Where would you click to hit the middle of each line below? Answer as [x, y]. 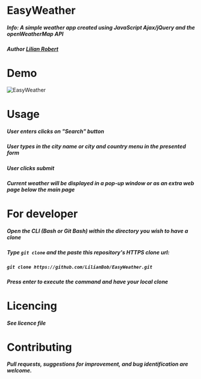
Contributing [39, 347]
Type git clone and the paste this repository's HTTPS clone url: [88, 253]
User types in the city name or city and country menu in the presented [96, 146]
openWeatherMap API [35, 34]
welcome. [20, 371]
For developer [42, 214]
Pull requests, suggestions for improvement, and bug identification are [97, 364]
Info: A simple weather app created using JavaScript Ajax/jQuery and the [101, 27]
